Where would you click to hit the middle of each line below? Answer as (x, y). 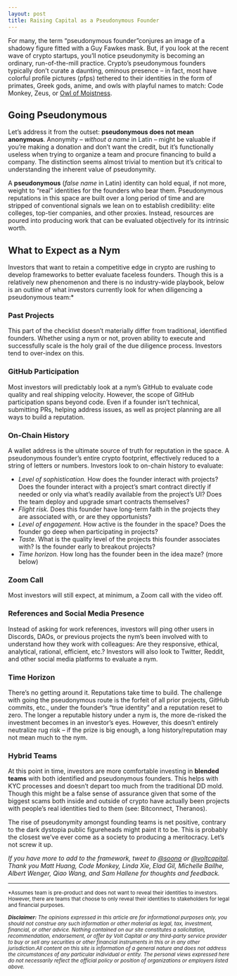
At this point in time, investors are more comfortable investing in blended (114, 771)
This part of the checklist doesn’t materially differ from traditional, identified (117, 331)
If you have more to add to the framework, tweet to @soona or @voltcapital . (119, 858)
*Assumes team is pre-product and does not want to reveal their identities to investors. (113, 893)
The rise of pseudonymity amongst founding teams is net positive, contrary (117, 822)
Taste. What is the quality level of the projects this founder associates (119, 539)
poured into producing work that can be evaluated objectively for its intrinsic (118, 221)
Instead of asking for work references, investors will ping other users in (111, 629)
